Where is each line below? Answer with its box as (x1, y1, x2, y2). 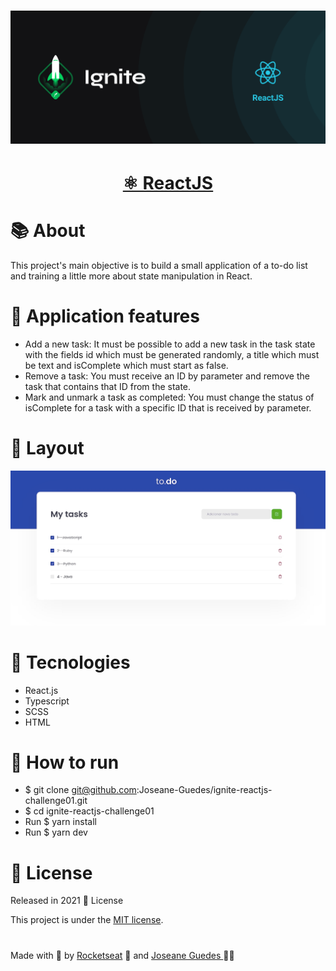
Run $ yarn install (24, 816, 97, 828)
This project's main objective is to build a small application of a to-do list (10, 259, 308, 271)
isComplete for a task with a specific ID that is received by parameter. (24, 401, 312, 414)
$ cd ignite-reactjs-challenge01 (24, 805, 155, 817)
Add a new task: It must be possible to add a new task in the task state (24, 338, 316, 350)
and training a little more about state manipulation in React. (10, 270, 253, 282)
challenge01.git (24, 795, 88, 807)
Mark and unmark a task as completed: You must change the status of (24, 391, 315, 403)
